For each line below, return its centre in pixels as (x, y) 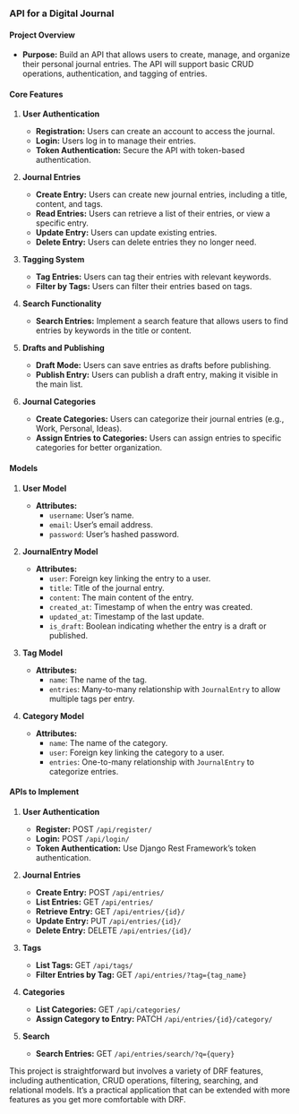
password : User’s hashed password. (114, 534)
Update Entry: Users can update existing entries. (126, 233)
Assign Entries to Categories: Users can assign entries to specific (158, 438)
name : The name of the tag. (98, 680)
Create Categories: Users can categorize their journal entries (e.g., (160, 419)
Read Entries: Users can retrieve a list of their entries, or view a (153, 214)
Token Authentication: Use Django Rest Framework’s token (146, 848)
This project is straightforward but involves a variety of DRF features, (137, 1071)
